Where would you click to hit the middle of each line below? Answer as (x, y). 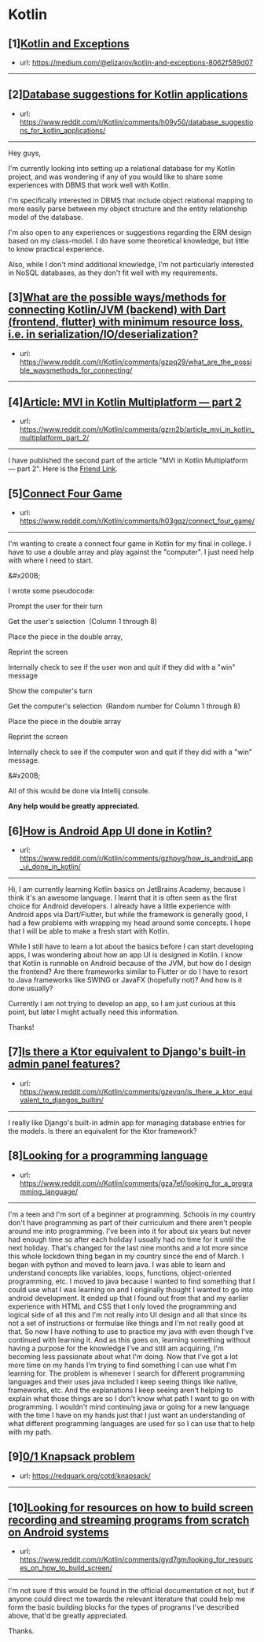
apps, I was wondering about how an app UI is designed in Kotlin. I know (125, 955)
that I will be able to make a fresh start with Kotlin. (89, 931)
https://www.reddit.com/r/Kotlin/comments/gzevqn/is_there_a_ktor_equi (136, 1091)
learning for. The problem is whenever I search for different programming (126, 1373)
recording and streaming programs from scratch (129, 1519)
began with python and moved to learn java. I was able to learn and (117, 1264)
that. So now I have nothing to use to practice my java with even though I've (131, 1331)
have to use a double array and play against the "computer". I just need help (131, 552)
